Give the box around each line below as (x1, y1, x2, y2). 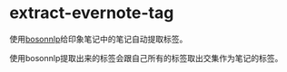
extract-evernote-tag (9, 3, 174, 23)
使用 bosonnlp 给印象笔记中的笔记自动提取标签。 (9, 33, 188, 44)
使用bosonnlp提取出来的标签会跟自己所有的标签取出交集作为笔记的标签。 (9, 52, 283, 63)
